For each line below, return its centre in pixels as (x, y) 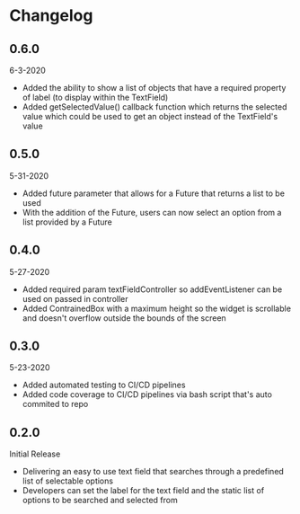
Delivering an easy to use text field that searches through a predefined (153, 472)
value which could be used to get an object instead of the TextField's (150, 116)
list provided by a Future (67, 222)
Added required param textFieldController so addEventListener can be (152, 289)
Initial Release (35, 454)
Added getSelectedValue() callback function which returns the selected (154, 107)
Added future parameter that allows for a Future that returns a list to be (154, 193)
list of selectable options (68, 481)
